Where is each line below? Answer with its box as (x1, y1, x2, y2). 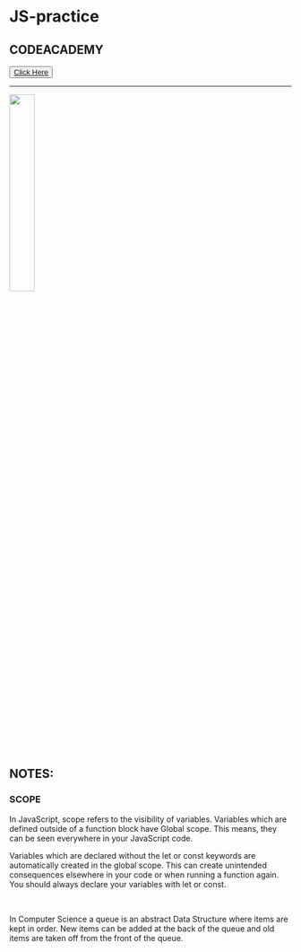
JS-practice (9, 6, 100, 27)
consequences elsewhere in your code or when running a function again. (9, 869, 279, 880)
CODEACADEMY (9, 42, 104, 57)
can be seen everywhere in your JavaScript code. (9, 833, 193, 843)
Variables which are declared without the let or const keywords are (9, 850, 256, 860)
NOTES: (9, 766, 55, 782)
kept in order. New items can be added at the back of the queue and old (9, 922, 275, 934)
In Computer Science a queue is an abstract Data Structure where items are (9, 913, 288, 924)
